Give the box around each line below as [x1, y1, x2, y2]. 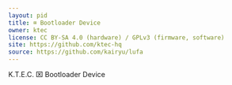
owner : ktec [8, 26, 48, 34]
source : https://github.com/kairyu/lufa [8, 48, 144, 56]
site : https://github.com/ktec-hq [8, 41, 123, 49]
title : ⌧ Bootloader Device [8, 19, 101, 27]
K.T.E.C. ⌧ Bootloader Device [8, 70, 105, 79]
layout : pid [8, 11, 48, 20]
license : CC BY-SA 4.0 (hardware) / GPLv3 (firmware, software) [8, 33, 225, 42]
